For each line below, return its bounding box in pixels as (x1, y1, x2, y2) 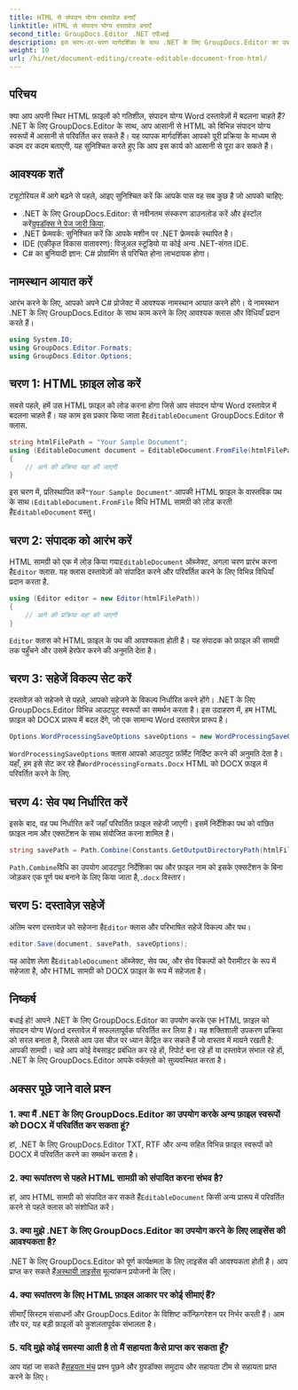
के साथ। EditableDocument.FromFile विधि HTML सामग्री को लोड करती (9, 497, 232, 507)
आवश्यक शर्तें (9, 167, 63, 182)
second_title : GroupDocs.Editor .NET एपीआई (9, 29, 169, 38)
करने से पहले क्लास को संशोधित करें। (9, 1202, 115, 1213)
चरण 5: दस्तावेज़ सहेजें (9, 898, 105, 914)
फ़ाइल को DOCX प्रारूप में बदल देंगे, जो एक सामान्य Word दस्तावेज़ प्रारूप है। (9, 715, 229, 726)
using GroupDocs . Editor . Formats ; (9, 343, 133, 353)
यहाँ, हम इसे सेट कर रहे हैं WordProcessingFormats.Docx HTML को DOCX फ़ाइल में (9, 758, 268, 769)
